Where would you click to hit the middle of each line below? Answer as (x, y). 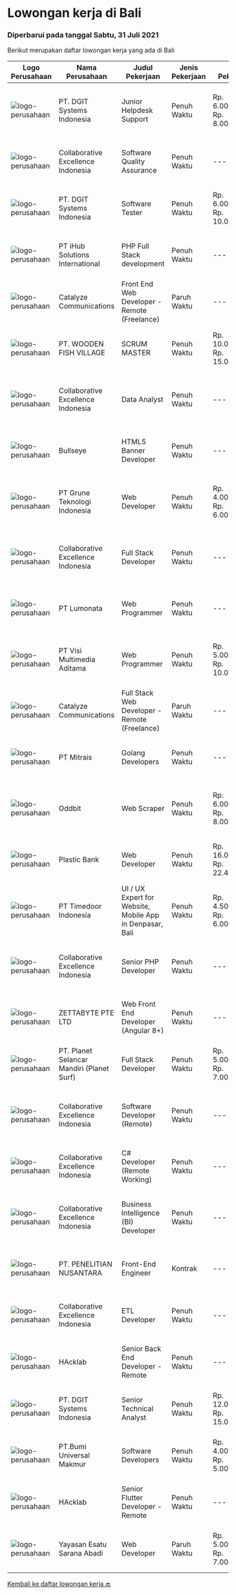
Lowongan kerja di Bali (74, 13)
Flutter (132, 1498)
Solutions (74, 255)
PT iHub (72, 246)
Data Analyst (142, 400)
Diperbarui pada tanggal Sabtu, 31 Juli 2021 (83, 35)
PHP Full (135, 246)
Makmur (72, 1465)
